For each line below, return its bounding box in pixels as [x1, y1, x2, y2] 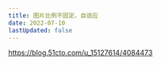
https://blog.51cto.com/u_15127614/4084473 [8, 48, 153, 58]
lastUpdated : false [8, 26, 73, 34]
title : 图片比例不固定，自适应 [8, 11, 98, 20]
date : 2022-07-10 [8, 19, 66, 27]
